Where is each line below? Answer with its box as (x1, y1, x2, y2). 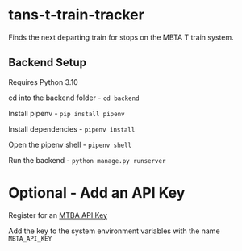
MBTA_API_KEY (8, 234, 52, 243)
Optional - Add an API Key (8, 183, 186, 202)
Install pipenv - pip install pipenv (8, 108, 125, 118)
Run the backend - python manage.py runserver (8, 155, 166, 165)
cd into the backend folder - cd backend (8, 93, 140, 102)
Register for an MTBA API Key (8, 210, 107, 220)
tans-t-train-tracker (8, 6, 145, 24)
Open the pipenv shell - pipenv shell (8, 140, 132, 149)
